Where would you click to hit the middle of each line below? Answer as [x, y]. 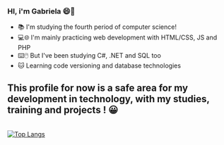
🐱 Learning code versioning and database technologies [99, 65]
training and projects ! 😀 [63, 109]
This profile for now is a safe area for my [98, 88]
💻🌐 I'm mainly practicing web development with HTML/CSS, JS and [117, 37]
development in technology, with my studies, [108, 99]
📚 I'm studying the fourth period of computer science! [97, 27]
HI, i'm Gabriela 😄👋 [41, 11]
